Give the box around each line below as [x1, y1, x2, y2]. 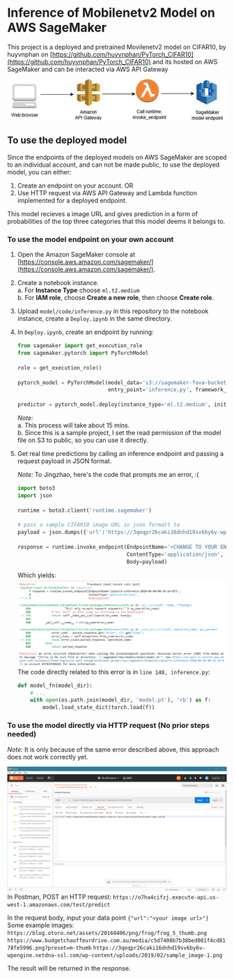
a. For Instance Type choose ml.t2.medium [17, 286, 140, 294]
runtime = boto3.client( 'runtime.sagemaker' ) [17, 507, 152, 514]
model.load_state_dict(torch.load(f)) [42, 704, 155, 711]
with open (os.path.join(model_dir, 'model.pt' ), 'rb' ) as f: [30, 697, 211, 704]
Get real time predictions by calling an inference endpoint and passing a [17, 450, 224, 457]
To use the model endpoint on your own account [7, 234, 174, 244]
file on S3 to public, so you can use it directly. [17, 436, 148, 444]
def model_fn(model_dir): [17, 682, 93, 689]
